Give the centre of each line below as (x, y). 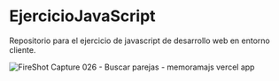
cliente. (23, 49)
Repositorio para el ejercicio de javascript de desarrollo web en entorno (139, 40)
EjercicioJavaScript (83, 16)
